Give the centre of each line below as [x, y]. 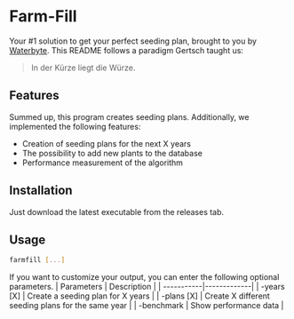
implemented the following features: [75, 126]
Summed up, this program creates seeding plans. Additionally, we [129, 116]
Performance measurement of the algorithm [103, 163]
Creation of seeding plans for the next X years [106, 143]
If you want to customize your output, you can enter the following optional [144, 277]
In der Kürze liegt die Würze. [83, 68]
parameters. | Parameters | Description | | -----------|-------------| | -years [147, 287]
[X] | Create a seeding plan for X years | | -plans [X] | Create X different [140, 296]
